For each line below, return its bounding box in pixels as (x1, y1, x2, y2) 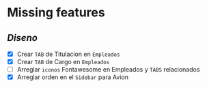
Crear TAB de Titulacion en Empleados (16, 50, 120, 58)
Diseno (7, 32, 38, 44)
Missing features (7, 5, 105, 20)
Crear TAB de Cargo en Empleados (16, 58, 110, 66)
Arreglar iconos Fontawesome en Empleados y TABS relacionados (16, 65, 200, 74)
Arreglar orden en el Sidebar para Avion (16, 73, 128, 81)
